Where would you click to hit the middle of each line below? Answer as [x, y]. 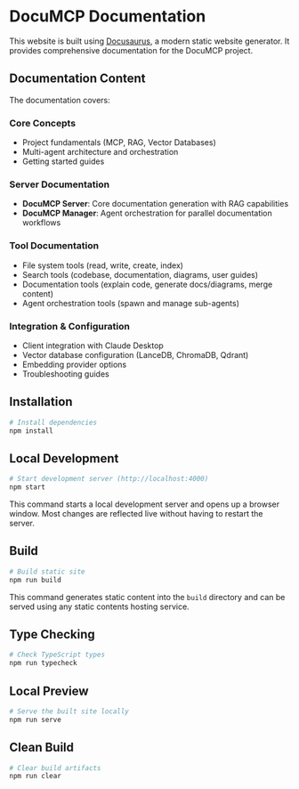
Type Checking [52, 634]
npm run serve [36, 720]
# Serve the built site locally [69, 712]
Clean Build [41, 748]
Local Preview [49, 691]
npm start [28, 487]
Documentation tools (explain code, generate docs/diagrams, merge [147, 284]
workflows [41, 223]
